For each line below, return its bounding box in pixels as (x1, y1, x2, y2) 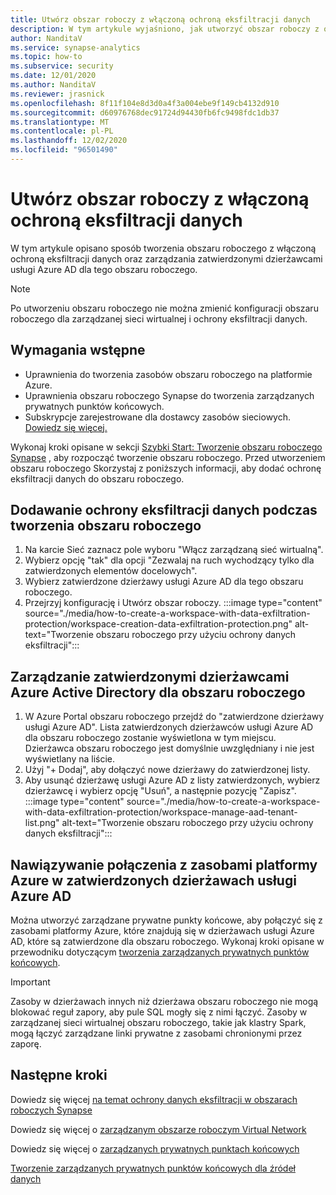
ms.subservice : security (10, 61, 114, 71)
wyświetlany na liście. (24, 753, 116, 765)
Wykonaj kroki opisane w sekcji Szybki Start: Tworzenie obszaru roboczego (10, 441, 323, 453)
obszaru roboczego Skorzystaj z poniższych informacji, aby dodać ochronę (10, 462, 322, 474)
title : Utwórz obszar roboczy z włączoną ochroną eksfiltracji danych (10, 14, 311, 25)
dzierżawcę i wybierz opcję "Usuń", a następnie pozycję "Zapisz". (24, 785, 297, 797)
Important (10, 976, 51, 988)
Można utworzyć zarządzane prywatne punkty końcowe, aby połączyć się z (10, 914, 323, 926)
